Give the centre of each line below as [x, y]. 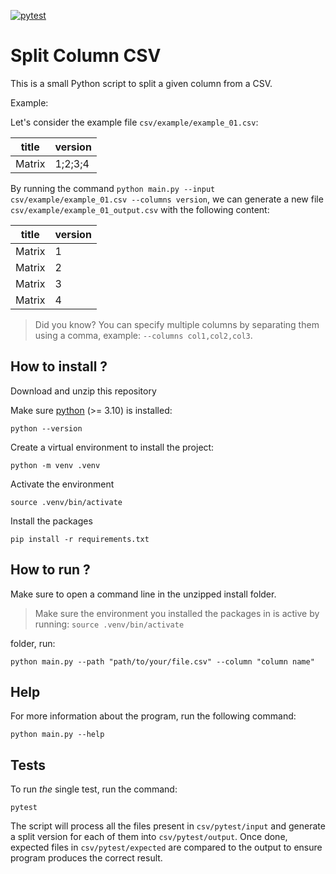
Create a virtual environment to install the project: [112, 447]
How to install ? [59, 366]
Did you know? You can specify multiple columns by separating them [177, 324]
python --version [46, 428]
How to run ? [50, 570]
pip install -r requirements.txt [80, 539]
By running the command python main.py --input [113, 188]
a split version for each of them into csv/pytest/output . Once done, [149, 837]
